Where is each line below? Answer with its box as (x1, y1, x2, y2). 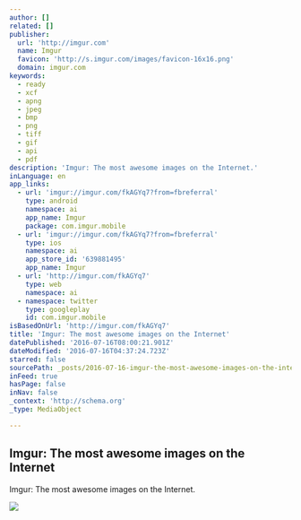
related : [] (9, 22, 54, 30)
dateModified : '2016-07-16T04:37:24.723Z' (9, 346, 170, 355)
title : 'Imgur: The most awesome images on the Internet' (9, 330, 230, 339)
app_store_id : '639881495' (25, 255, 126, 264)
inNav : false (9, 388, 58, 397)
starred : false (9, 355, 66, 364)
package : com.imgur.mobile (25, 221, 126, 230)
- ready (17, 80, 47, 89)
